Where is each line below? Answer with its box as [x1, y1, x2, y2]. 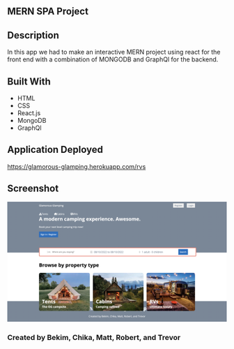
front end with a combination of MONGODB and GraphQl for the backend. [7, 55, 219, 64]
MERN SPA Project [7, 6, 89, 17]
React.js [17, 109, 41, 117]
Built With [7, 75, 51, 87]
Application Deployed [7, 144, 103, 156]
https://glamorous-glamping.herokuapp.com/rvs [7, 162, 146, 170]
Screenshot [7, 183, 59, 195]
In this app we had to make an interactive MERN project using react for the [7, 48, 221, 57]
